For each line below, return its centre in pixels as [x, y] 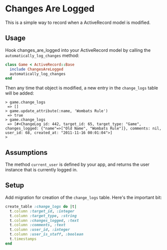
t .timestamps [23, 239]
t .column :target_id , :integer [42, 211]
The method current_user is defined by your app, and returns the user [77, 164]
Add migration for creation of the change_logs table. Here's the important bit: [83, 197]
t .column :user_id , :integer [40, 230]
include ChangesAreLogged [37, 69]
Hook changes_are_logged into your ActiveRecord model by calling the [78, 50]
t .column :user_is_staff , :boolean [47, 235]
